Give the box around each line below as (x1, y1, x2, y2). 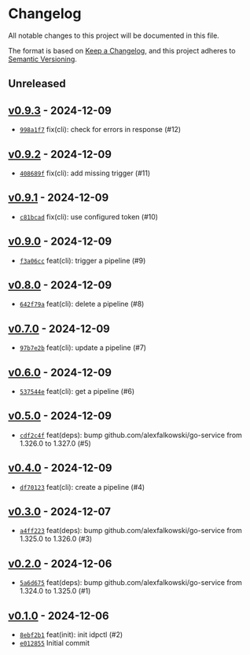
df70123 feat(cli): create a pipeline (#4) (19, 482, 145, 491)
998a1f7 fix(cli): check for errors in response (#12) (19, 125, 182, 134)
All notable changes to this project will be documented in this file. (8, 31, 220, 40)
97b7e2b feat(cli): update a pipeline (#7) (19, 343, 147, 352)
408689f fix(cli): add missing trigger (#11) (19, 168, 151, 178)
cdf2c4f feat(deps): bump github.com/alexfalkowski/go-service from (19, 430, 242, 440)
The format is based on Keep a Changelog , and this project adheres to (8, 46, 236, 55)
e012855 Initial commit (19, 638, 90, 648)
